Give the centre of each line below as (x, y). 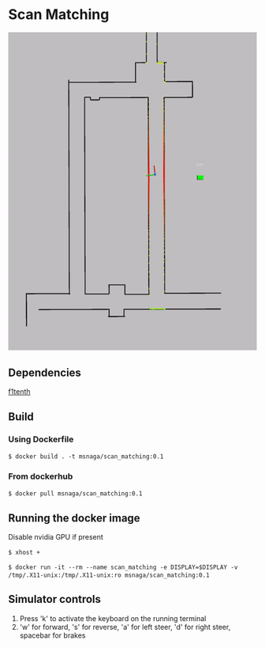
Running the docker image (74, 518)
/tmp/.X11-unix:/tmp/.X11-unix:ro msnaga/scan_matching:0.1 (109, 575)
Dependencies (45, 372)
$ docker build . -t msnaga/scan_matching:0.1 (86, 457)
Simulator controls (54, 599)
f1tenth (19, 392)
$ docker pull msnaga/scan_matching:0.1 (76, 494)
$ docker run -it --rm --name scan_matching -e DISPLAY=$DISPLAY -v (123, 567)
